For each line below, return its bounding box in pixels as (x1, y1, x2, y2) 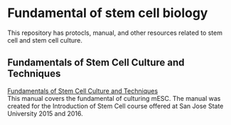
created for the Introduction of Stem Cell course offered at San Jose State (7, 102, 224, 110)
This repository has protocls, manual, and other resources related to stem (7, 28, 222, 37)
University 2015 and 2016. (7, 109, 83, 118)
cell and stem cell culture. (7, 36, 83, 44)
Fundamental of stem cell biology (7, 5, 208, 21)
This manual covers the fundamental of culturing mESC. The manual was (7, 94, 221, 102)
